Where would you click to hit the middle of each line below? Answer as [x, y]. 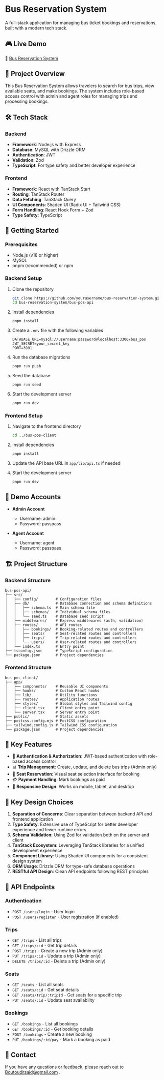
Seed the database [31, 376]
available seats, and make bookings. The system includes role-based [75, 91]
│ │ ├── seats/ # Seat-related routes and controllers [71, 634]
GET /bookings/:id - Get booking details [53, 1029]
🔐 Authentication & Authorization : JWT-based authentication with [79, 756]
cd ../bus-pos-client [34, 435]
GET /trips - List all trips [37, 940]
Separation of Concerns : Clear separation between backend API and [82, 814]
